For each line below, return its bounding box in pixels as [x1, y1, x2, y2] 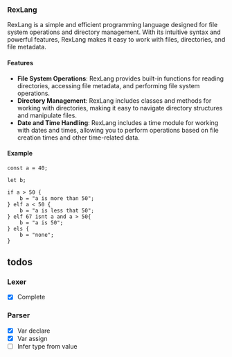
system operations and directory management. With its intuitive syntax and [7, 28, 221, 36]
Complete [17, 293, 46, 301]
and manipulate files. [17, 111, 78, 119]
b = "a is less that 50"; [19, 207, 95, 214]
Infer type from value [17, 342, 78, 350]
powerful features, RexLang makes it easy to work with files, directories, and [7, 35, 226, 44]
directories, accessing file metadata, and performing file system [17, 81, 200, 90]
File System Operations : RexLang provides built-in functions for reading [17, 74, 224, 83]
